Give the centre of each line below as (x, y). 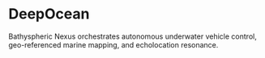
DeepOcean (49, 14)
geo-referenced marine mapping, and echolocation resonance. (113, 44)
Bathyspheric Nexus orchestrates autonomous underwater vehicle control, (132, 36)
